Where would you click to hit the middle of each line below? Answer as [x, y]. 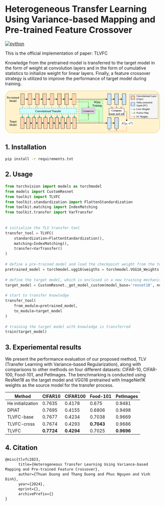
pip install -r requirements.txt [39, 159]
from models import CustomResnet [39, 191]
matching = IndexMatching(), [41, 243]
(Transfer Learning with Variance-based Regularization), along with [73, 364]
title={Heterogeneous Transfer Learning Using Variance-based [83, 465]
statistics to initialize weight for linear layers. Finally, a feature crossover [78, 73]
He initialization [23, 403]
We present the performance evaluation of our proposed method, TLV [76, 359]
